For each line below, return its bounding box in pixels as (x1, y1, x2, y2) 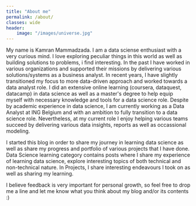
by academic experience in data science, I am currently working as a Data (6, 103, 184, 110)
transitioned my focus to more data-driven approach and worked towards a (6, 77, 188, 85)
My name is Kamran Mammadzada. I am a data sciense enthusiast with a (6, 46, 181, 53)
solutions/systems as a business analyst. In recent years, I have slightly (6, 72, 178, 79)
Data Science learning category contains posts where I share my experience (6, 151, 190, 158)
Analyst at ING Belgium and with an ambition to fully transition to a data (6, 109, 178, 116)
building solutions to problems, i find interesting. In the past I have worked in (6, 59, 190, 66)
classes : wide (6, 19, 41, 25)
